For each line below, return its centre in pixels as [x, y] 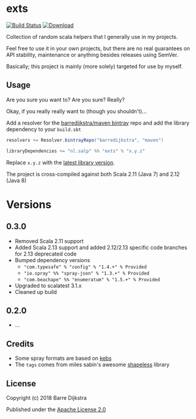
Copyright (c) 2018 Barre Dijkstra [46, 397]
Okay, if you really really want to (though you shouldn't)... [77, 111]
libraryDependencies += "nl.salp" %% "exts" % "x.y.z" [76, 151]
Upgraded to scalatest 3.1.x [48, 286]
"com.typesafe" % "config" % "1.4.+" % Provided [85, 267]
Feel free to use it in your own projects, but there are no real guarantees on [98, 48]
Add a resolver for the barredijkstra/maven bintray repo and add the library [98, 123]
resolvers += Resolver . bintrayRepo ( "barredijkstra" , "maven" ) [85, 140]
